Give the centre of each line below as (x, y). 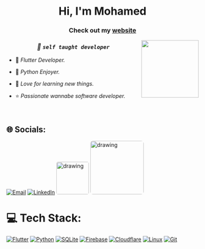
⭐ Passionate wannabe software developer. (70, 96)
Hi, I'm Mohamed (103, 11)
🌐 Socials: (26, 129)
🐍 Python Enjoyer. (37, 72)
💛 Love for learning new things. (55, 84)
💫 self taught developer (73, 47)
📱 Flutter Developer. (40, 60)
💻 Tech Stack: (44, 218)
